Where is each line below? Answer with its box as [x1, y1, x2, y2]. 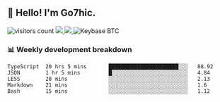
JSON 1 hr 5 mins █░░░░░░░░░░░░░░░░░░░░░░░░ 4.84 [7, 70, 211, 77]
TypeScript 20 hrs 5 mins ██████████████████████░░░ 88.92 [7, 63, 214, 70]
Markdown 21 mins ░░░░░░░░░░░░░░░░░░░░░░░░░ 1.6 [7, 82, 207, 89]
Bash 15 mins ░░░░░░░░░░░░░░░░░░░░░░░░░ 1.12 [7, 88, 211, 95]
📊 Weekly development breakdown [7, 44, 132, 54]
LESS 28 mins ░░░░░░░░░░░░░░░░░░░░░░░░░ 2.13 [7, 75, 211, 83]
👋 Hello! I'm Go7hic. [7, 7, 96, 19]
